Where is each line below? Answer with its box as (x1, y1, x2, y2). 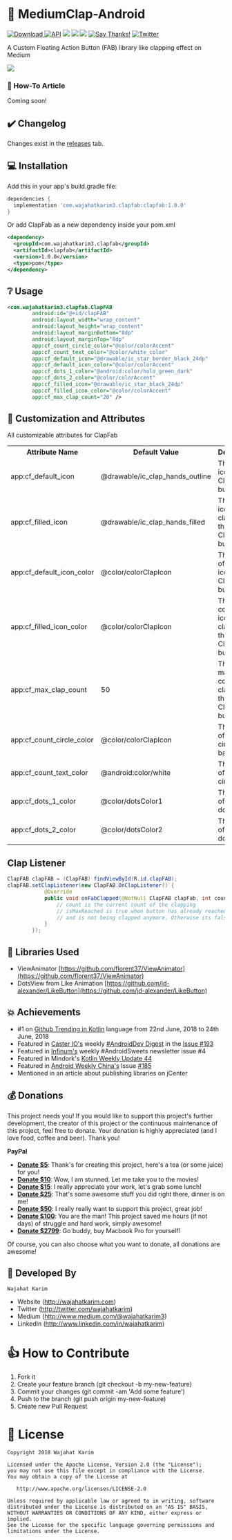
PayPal (7, 1147, 28, 1155)
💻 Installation (7, 160, 68, 172)
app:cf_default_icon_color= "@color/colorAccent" (32, 361, 175, 368)
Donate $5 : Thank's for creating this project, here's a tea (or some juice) (17, 1161, 224, 1169)
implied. (7, 1516, 32, 1523)
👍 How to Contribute (7, 1345, 130, 1361)
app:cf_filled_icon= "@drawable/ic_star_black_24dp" (32, 381, 184, 388)
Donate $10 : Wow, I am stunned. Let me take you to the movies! (17, 1175, 199, 1183)
